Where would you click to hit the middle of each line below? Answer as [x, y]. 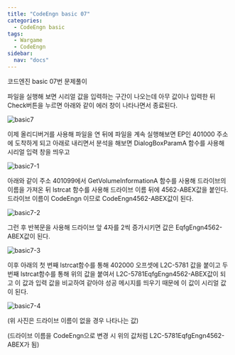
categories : [25, 21]
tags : [15, 34]
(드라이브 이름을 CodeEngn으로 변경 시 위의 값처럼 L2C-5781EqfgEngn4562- [116, 335]
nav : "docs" [32, 60]
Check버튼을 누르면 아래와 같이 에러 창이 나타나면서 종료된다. [93, 105]
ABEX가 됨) [23, 344]
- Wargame [28, 40]
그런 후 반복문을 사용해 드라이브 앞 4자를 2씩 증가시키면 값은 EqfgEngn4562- [115, 227]
